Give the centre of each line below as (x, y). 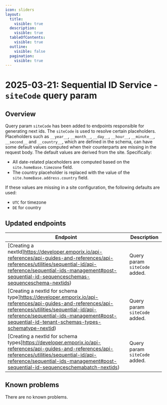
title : (16, 19)
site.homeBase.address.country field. (50, 178)
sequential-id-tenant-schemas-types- (54, 322)
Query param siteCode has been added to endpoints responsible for (75, 126)
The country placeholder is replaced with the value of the (71, 172)
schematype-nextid (31, 328)
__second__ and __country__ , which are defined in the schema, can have (79, 142)
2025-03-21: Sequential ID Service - (82, 85)
